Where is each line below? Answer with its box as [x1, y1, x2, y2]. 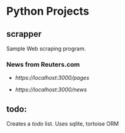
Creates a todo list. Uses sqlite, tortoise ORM [6, 120, 119, 127]
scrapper [6, 29, 42, 39]
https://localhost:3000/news [15, 86, 87, 93]
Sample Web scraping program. [6, 45, 87, 52]
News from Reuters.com [6, 60, 80, 69]
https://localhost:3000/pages [15, 74, 90, 82]
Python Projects [6, 4, 90, 18]
